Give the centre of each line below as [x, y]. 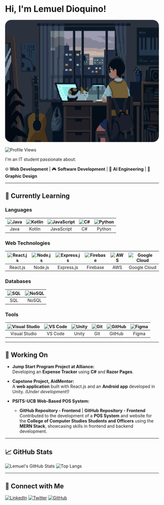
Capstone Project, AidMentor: [43, 381]
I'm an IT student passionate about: [41, 159]
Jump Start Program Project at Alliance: [53, 367]
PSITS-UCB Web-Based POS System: [51, 401]
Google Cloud [143, 267]
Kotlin [35, 229]
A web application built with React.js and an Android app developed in [83, 386]
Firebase [95, 267]
